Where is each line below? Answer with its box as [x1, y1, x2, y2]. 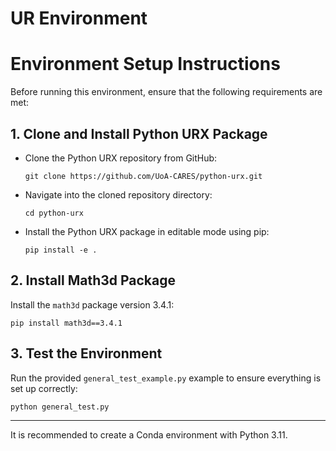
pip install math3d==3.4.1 [10, 318, 123, 328]
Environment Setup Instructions [10, 53, 281, 76]
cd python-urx [24, 208, 84, 218]
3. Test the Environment [10, 345, 163, 362]
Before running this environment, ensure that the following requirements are [10, 86, 323, 98]
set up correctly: [10, 382, 78, 394]
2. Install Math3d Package [10, 272, 177, 289]
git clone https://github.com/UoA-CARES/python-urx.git [24, 171, 263, 181]
